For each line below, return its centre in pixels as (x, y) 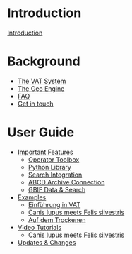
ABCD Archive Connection (66, 182)
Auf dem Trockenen (57, 220)
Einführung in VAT (54, 204)
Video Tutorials (40, 227)
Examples (32, 197)
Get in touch (35, 104)
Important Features (45, 152)
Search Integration (55, 175)
